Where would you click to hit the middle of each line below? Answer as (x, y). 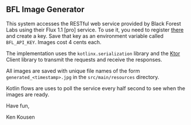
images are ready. (28, 94)
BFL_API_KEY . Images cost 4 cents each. (54, 42)
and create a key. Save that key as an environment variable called (85, 36)
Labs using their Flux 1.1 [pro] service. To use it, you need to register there (95, 30)
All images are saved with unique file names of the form (73, 71)
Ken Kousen (20, 117)
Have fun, (18, 106)
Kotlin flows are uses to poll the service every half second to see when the (96, 88)
